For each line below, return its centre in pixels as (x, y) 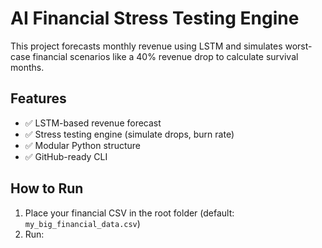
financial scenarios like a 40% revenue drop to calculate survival (165, 56)
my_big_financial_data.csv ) (82, 223)
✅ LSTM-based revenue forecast (93, 123)
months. (27, 67)
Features (38, 98)
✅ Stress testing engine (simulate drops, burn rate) (129, 134)
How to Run (47, 188)
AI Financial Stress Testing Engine (155, 18)
